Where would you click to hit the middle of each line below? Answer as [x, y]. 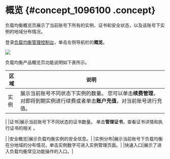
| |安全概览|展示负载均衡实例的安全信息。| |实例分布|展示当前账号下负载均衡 [84, 138]
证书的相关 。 [24, 128]
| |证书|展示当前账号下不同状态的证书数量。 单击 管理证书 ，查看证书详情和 [82, 122]
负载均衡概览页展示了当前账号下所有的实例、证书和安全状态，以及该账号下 [83, 25]
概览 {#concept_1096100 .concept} [80, 10]
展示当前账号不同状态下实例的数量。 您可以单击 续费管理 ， [89, 93]
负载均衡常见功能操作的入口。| [41, 151]
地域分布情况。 [30, 31]
